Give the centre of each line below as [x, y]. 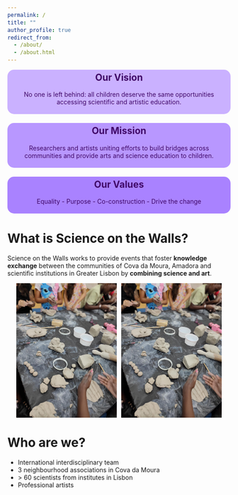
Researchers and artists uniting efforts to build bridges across [119, 148]
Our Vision [119, 77]
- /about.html [34, 53]
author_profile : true [39, 30]
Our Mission [119, 131]
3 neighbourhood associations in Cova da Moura [89, 469]
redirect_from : [30, 38]
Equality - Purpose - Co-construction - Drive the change [119, 202]
